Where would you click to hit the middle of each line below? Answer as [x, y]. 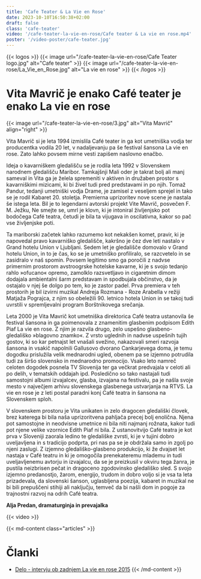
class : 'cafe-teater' [33, 28]
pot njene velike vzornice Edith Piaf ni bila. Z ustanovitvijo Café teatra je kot [99, 430]
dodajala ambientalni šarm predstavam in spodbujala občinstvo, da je [92, 279]
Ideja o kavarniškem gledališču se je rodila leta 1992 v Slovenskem [88, 165]
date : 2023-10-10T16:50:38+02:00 [48, 17]
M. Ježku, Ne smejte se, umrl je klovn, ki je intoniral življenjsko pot [88, 210]
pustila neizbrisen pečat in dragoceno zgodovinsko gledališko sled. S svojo [99, 468]
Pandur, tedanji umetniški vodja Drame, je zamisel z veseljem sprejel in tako [100, 191]
